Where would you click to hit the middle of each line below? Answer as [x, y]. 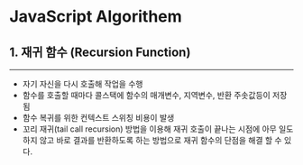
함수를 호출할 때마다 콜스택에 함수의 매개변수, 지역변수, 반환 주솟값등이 [146, 95]
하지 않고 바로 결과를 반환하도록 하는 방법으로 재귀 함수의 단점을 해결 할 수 [152, 140]
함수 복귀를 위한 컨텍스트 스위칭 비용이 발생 [98, 118]
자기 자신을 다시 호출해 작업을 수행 [83, 84]
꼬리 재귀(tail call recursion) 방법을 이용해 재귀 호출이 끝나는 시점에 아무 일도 [158, 129]
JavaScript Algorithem [96, 17]
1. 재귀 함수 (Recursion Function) [100, 52]
